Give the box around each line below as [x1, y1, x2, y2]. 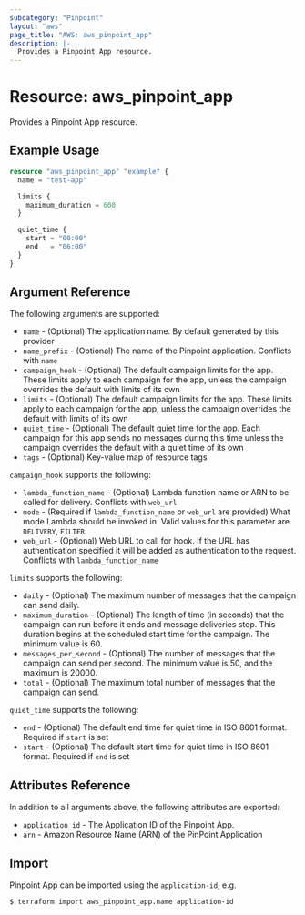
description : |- [9, 38, 71, 48]
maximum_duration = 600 [25, 200, 117, 209]
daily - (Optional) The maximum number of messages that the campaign [22, 590, 297, 601]
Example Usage [9, 143, 100, 158]
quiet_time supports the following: [9, 705, 139, 716]
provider [22, 336, 55, 347]
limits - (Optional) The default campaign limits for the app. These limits [22, 393, 293, 405]
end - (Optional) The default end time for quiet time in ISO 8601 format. [22, 722, 288, 733]
